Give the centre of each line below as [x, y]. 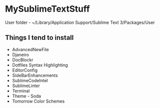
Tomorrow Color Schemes [38, 101]
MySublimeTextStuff [47, 9]
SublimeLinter [26, 86]
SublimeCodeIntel [30, 80]
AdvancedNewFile [30, 49]
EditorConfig [25, 70]
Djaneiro [20, 54]
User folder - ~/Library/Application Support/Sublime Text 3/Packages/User [80, 22]
